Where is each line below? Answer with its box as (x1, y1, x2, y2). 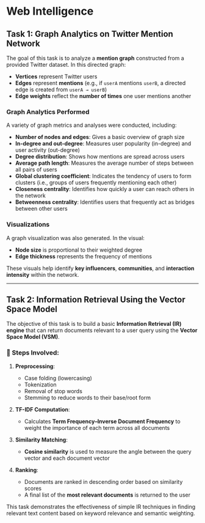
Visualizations (6, 220, 50, 229)
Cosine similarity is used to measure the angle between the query (24, 448, 192, 455)
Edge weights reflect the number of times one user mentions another (15, 92, 192, 99)
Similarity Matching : (15, 436, 68, 443)
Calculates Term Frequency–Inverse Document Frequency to (24, 418, 181, 425)
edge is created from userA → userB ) (15, 86, 107, 93)
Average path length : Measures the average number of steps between (15, 159, 194, 167)
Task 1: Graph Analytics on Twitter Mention (6, 29, 174, 39)
